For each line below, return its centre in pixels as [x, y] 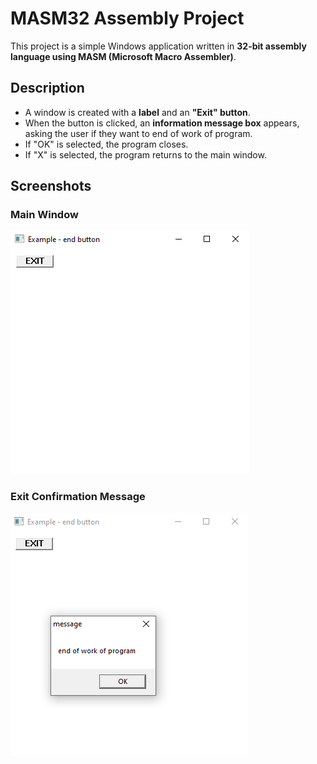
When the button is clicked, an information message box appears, [162, 123]
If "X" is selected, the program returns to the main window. [145, 154]
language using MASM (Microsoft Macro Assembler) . [123, 56]
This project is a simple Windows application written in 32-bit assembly [158, 46]
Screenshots [51, 186]
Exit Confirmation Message [78, 497]
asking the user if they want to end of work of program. [138, 133]
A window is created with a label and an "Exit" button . [137, 112]
